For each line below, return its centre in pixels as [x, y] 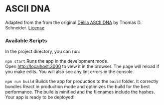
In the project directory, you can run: [43, 52]
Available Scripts [26, 40]
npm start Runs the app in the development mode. [57, 61]
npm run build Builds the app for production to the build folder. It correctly [82, 81]
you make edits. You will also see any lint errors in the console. [70, 72]
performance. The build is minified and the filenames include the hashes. [80, 92]
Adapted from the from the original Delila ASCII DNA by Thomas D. [74, 22]
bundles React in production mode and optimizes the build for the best [78, 87]
